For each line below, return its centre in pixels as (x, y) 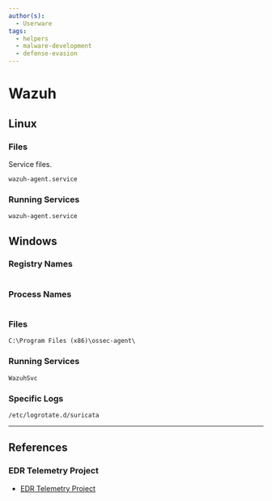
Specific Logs (36, 398)
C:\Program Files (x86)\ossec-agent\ (72, 341)
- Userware (34, 24)
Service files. (30, 164)
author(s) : (27, 16)
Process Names (40, 294)
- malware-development (54, 46)
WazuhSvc (23, 378)
